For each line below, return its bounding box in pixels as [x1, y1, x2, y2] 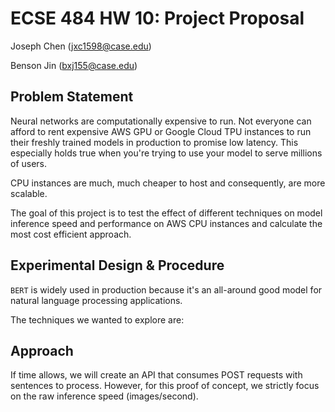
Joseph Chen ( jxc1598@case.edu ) [10, 40, 152, 52]
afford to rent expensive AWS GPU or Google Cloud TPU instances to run [10, 125, 312, 137]
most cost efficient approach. [10, 228, 132, 240]
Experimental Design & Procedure [10, 257, 225, 274]
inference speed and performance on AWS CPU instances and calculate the [10, 217, 323, 229]
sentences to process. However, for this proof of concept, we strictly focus [10, 380, 320, 392]
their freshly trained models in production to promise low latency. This [10, 136, 299, 148]
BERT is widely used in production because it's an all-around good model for [10, 283, 323, 296]
